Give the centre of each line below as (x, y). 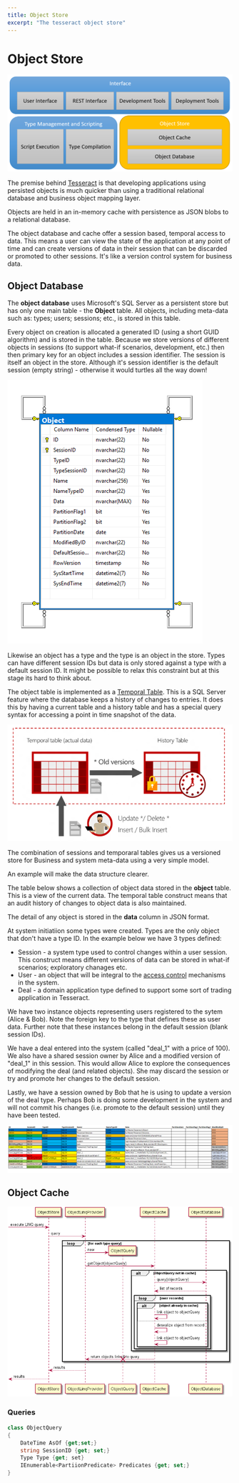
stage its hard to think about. (50, 678)
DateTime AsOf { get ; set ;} (59, 1443)
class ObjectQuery (35, 1428)
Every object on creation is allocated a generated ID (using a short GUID (113, 332)
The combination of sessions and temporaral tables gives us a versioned (114, 853)
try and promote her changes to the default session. (84, 1079)
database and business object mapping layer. (74, 198)
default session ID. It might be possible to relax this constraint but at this (113, 671)
